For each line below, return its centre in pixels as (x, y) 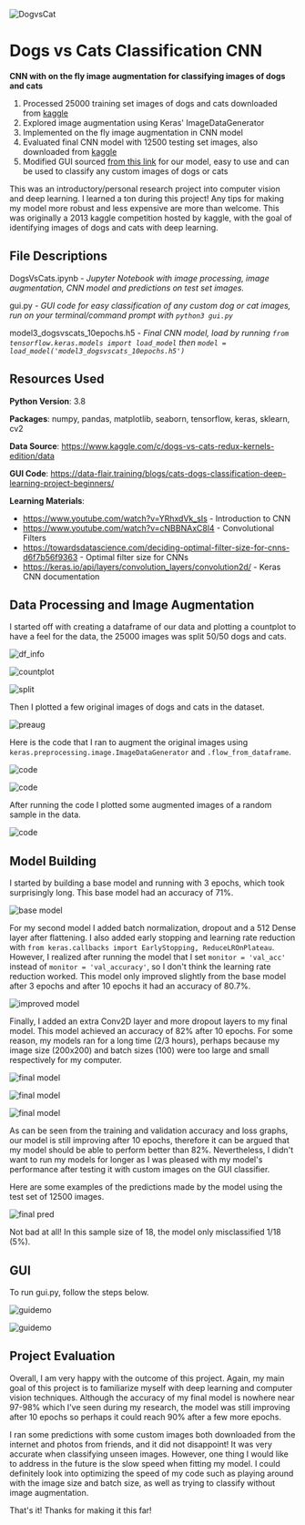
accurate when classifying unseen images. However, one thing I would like (149, 1454)
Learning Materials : (47, 500)
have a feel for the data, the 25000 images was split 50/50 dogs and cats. (148, 637)
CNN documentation (61, 576)
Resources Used (57, 379)
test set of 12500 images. (57, 1197)
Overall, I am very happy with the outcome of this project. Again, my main (147, 1378)
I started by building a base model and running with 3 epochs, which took (147, 883)
